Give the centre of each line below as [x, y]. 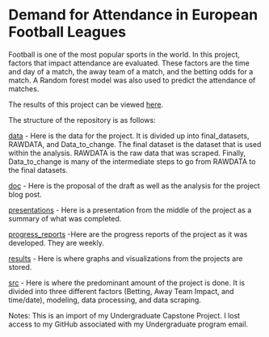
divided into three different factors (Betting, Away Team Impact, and [121, 291]
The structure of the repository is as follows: [82, 120]
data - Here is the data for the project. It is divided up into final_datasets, [129, 136]
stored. [20, 267]
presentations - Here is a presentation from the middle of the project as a [130, 210]
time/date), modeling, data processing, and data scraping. [105, 300]
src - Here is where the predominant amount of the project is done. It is [126, 282]
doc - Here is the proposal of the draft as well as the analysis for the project [134, 185]
